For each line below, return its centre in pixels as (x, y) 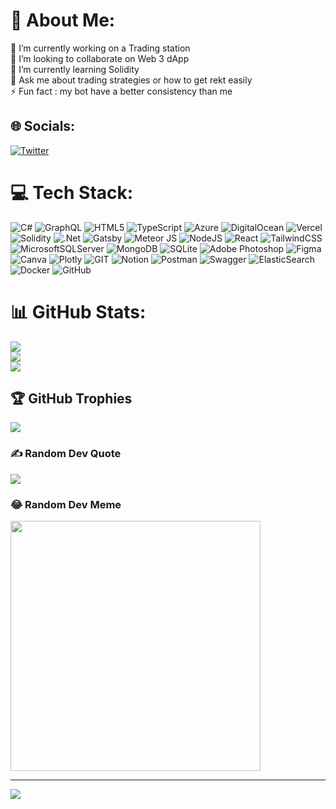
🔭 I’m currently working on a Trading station (100, 48)
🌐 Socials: (43, 126)
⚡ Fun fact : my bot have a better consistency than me (121, 91)
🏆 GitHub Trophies (71, 399)
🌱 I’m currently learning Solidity (75, 69)
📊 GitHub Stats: (78, 311)
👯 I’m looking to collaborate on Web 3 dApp (100, 58)
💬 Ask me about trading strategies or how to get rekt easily (131, 80)
